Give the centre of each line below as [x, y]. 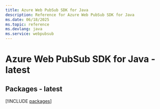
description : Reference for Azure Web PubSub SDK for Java [70, 15]
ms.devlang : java [24, 29]
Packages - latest [34, 89]
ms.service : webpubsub [30, 34]
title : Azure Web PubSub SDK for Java [47, 10]
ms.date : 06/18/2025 [28, 19]
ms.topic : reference [28, 24]
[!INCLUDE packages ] [29, 101]
